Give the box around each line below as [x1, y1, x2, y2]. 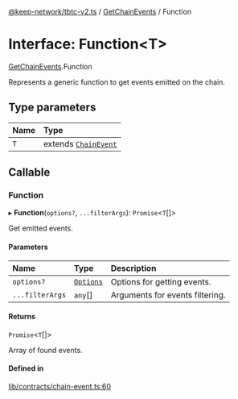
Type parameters [8, 101, 96, 114]
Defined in [8, 364, 44, 373]
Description [110, 262, 157, 273]
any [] [73, 289, 93, 301]
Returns [8, 312, 36, 322]
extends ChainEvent [43, 138, 117, 149]
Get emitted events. [8, 223, 74, 233]
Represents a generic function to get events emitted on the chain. [8, 77, 225, 87]
